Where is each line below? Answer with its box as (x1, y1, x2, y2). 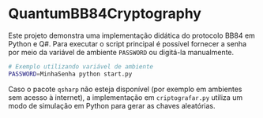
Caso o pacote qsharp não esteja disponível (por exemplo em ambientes (8, 84, 242, 94)
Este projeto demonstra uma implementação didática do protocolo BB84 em (8, 31, 255, 40)
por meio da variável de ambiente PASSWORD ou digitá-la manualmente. (8, 47, 235, 57)
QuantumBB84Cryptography (8, 5, 201, 23)
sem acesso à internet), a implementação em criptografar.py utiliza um (8, 92, 243, 102)
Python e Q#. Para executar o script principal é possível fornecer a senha (8, 39, 247, 48)
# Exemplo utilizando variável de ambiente (8, 62, 154, 71)
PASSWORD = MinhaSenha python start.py (8, 70, 133, 78)
